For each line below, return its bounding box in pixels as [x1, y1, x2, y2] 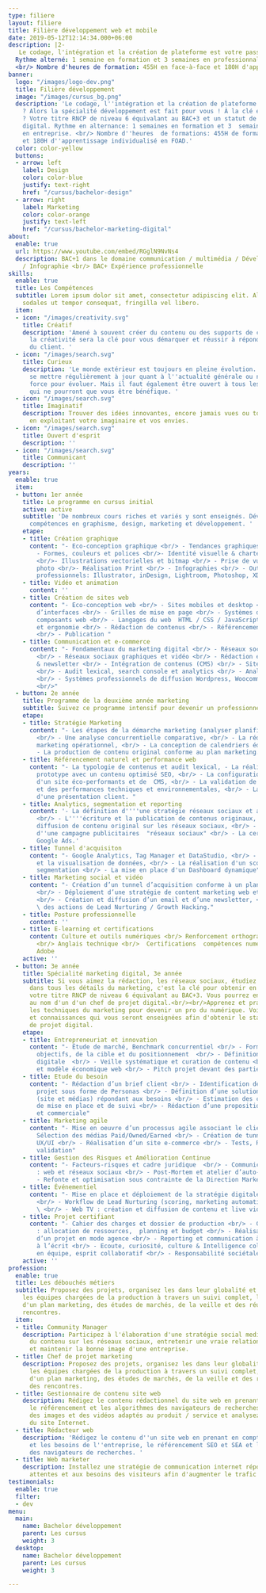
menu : [8, 1507, 26, 1515]
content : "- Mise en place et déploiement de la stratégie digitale [28, 1190, 260, 1198]
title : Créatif [22, 321, 73, 329]
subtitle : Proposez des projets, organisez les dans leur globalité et [15, 1286, 257, 1294]
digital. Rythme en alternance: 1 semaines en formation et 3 [22, 122, 232, 130]
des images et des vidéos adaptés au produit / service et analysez [28, 1412, 260, 1419]
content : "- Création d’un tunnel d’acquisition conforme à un [28, 881, 243, 889]
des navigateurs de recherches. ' [28, 1448, 144, 1457]
